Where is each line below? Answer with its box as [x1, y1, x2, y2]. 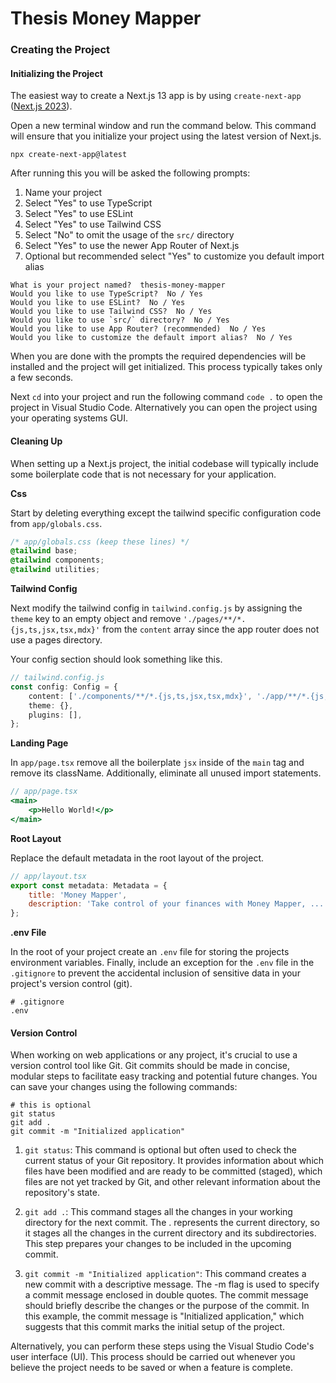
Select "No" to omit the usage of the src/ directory [24, 229, 235, 241]
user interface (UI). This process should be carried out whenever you [10, 1351, 296, 1363]
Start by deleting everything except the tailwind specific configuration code [10, 507, 322, 519]
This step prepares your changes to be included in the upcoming [24, 1238, 292, 1250]
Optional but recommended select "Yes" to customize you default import [24, 250, 325, 262]
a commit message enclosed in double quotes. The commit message [24, 1289, 309, 1301]
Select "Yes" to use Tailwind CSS [24, 218, 162, 231]
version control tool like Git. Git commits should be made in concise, [10, 1060, 290, 1072]
